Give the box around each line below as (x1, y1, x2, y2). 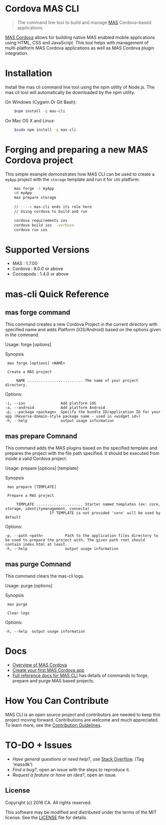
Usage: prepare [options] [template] (5, 465, 79, 471)
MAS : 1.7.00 (12, 261, 38, 267)
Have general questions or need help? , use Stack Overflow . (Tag (12, 756, 144, 762)
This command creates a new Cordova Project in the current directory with (5, 321, 158, 327)
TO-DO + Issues (5, 739, 72, 751)
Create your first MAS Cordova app (12, 667, 85, 673)
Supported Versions (5, 244, 90, 255)
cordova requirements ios (14, 218, 68, 223)
